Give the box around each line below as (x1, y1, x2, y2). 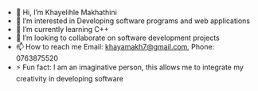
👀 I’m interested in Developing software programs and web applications (15, 16, 251, 26)
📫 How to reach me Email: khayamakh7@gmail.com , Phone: (15, 42, 215, 51)
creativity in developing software (15, 74, 124, 83)
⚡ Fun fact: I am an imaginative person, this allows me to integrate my (15, 62, 244, 72)
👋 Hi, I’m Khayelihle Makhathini (15, 8, 117, 17)
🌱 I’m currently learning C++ (15, 25, 109, 34)
